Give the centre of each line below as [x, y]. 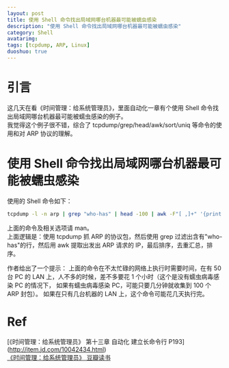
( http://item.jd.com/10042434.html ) [57, 349]
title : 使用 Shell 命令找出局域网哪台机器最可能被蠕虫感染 [82, 20]
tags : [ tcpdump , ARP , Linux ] [49, 45]
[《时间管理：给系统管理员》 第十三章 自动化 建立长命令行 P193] [96, 341]
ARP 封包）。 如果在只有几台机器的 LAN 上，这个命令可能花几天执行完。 [108, 293]
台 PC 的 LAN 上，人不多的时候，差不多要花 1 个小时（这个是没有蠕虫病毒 [110, 276]
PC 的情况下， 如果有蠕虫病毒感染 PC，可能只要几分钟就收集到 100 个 [113, 285]
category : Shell [30, 32]
